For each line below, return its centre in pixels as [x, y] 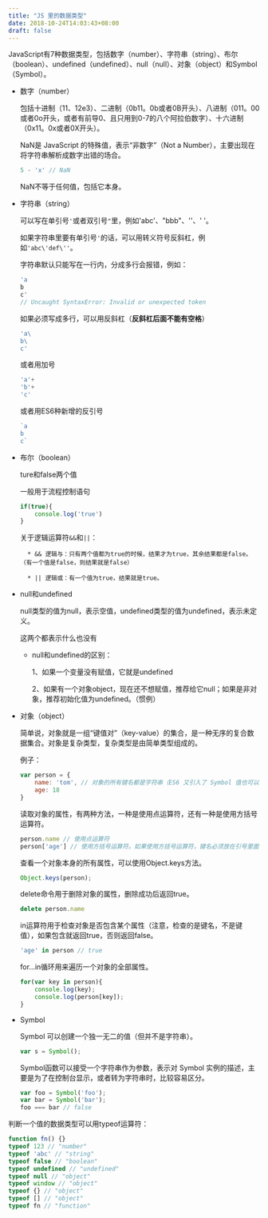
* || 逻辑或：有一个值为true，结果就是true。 [95, 578]
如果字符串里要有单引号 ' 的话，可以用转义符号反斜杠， [109, 238]
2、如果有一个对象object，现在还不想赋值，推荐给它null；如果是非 [141, 689]
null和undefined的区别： [72, 655]
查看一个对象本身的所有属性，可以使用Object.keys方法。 [112, 863]
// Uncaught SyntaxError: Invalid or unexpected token [113, 302]
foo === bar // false [55, 1108]
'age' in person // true [61, 951]
